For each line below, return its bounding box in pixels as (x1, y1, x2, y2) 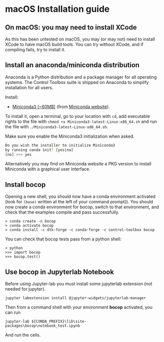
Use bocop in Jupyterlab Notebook (5, 267, 114, 276)
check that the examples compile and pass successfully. (5, 209, 119, 215)
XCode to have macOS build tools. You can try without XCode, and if (5, 41, 144, 47)
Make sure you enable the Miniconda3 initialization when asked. (5, 133, 135, 139)
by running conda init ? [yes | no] (5, 147, 74, 152)
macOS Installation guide (5, 3, 109, 15)
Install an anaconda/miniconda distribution (5, 61, 140, 70)
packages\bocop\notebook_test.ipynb (5, 323, 80, 329)
